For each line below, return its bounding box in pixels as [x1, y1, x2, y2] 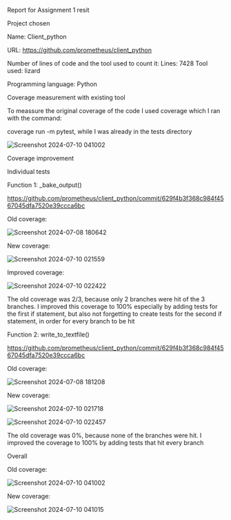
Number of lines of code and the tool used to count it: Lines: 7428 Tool [7, 59, 208, 68]
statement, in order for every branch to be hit [7, 317, 135, 325]
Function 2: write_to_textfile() [7, 330, 90, 339]
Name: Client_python [7, 32, 67, 41]
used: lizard [7, 67, 41, 74]
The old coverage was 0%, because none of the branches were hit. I [7, 431, 202, 439]
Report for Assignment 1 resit [7, 6, 90, 14]
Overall [7, 452, 28, 460]
